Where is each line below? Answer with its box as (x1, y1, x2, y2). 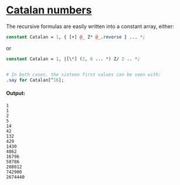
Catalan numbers (6, 4, 92, 17)
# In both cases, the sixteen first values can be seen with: (6, 71, 161, 78)
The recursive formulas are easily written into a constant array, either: (6, 23, 175, 30)
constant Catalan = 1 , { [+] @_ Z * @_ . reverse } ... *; (6, 34, 145, 40)
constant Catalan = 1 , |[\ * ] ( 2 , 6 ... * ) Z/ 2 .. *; (6, 56, 141, 62)
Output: (6, 90, 25, 97)
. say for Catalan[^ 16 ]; (6, 77, 64, 83)
